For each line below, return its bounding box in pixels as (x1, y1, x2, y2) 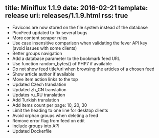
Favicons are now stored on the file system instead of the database (12, 24, 148, 30)
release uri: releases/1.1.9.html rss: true (5, 12, 128, 20)
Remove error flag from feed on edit (12, 118, 85, 123)
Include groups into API (12, 123, 60, 129)
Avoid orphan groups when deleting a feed (12, 112, 99, 118)
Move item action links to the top (12, 76, 78, 82)
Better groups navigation (12, 50, 62, 56)
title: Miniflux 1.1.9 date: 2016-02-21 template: (5, 4, 148, 12)
